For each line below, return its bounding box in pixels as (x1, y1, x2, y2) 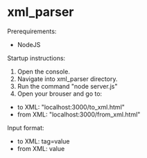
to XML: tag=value (17, 137, 70, 146)
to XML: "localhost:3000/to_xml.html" (17, 103, 125, 111)
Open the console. (17, 67, 71, 76)
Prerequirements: (7, 27, 57, 35)
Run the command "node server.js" (17, 82, 118, 90)
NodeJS (17, 40, 41, 49)
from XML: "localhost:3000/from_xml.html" (17, 110, 141, 119)
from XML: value (17, 144, 65, 152)
